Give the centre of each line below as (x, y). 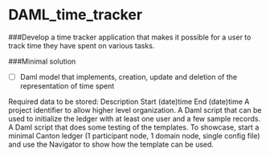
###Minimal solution (42, 61)
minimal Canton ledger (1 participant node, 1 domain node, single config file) (134, 136)
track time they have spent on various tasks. (82, 45)
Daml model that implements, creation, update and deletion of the (129, 76)
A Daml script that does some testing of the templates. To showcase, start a (134, 127)
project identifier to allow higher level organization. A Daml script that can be (135, 110)
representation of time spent (67, 86)
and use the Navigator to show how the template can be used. (111, 144)
